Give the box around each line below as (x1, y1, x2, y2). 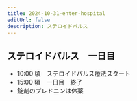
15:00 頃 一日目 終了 (16, 78, 83, 87)
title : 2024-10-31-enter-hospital (7, 10, 106, 17)
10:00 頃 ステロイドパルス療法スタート (16, 69, 131, 78)
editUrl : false (7, 16, 51, 23)
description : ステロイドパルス (7, 23, 88, 30)
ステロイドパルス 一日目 (7, 49, 115, 62)
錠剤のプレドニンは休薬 (16, 87, 84, 95)
